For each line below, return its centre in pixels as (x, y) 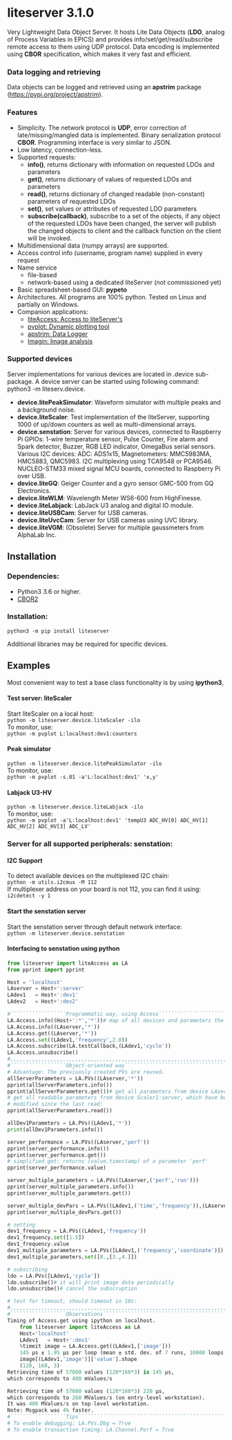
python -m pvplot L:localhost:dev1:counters (72, 734)
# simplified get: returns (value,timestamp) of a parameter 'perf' (108, 1161)
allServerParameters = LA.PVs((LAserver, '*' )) (75, 1078)
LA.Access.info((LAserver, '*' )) (54, 1027)
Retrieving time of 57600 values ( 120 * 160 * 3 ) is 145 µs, (91, 1372)
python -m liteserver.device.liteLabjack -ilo (75, 807)
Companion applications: (52, 311)
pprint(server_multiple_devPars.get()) (65, 1212)
